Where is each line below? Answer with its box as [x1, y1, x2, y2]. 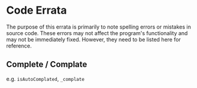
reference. [6, 42, 32, 49]
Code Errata [6, 4, 67, 17]
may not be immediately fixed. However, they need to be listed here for [6, 36, 181, 43]
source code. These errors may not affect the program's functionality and [6, 29, 188, 36]
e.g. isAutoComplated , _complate [6, 75, 85, 82]
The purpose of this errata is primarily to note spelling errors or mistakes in [6, 23, 192, 30]
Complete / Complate [6, 59, 87, 70]
